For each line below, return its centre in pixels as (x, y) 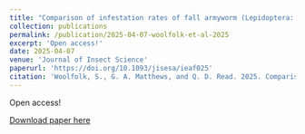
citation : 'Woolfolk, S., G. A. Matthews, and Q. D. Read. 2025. (135, 77)
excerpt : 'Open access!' (56, 43)
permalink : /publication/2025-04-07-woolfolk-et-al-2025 (119, 34)
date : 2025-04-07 (42, 52)
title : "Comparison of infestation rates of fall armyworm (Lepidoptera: (152, 18)
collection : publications (58, 26)
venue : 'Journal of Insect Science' (79, 60)
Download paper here (50, 120)
